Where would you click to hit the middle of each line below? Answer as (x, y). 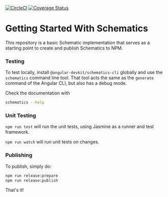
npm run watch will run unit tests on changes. (52, 142)
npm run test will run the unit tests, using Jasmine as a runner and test (80, 127)
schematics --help (25, 103)
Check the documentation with (38, 93)
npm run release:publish (32, 180)
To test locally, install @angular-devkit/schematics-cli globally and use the (84, 72)
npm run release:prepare (32, 176)
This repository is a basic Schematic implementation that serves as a (78, 42)
